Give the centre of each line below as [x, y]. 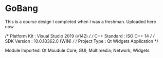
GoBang [22, 8]
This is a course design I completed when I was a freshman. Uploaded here [81, 22]
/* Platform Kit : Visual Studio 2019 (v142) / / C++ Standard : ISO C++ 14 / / [80, 36]
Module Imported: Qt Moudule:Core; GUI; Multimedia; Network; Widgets [77, 50]
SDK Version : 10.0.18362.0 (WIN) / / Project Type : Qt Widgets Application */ [82, 41]
